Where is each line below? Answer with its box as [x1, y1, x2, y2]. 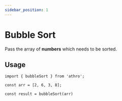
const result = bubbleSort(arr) [5, 91, 73, 96]
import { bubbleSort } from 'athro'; [5, 74, 85, 79]
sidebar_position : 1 [5, 7, 49, 13]
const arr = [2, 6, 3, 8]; [5, 83, 62, 88]
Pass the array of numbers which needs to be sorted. [5, 46, 117, 52]
